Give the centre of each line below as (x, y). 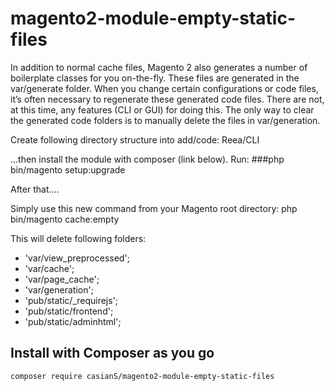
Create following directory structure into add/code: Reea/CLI (135, 139)
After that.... (35, 189)
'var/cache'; (49, 268)
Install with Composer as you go (112, 353)
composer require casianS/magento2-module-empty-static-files (142, 376)
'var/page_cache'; (62, 279)
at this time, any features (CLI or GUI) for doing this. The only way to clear (162, 109)
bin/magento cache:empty (65, 219)
